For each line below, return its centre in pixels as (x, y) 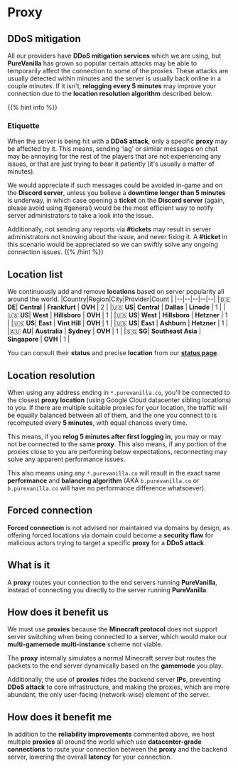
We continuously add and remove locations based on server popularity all (116, 292)
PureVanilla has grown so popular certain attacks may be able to (102, 63)
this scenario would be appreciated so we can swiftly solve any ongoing (113, 244)
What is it (29, 566)
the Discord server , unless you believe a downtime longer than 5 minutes (117, 193)
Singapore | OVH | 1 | (39, 340)
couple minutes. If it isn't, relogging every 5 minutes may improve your (112, 86)
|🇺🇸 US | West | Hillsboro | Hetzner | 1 (171, 315)
